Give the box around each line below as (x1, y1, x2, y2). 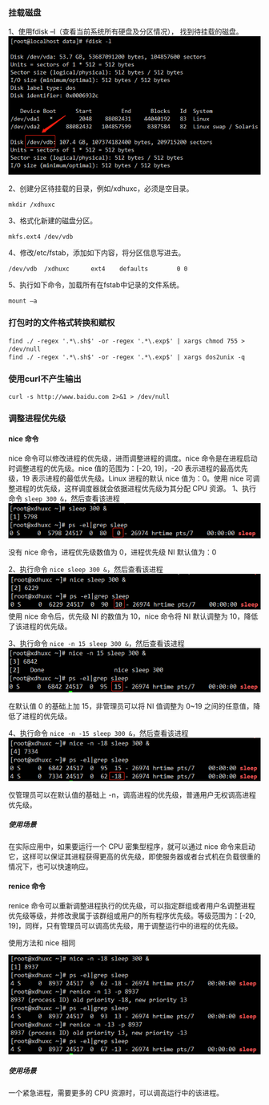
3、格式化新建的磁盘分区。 (8, 216, 98, 225)
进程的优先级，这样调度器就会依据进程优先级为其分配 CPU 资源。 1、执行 (14, 484, 257, 494)
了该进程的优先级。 (8, 622, 72, 632)
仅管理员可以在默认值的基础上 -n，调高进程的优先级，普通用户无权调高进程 (8, 790, 256, 799)
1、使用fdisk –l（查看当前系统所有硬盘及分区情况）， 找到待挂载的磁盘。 (8, 26, 243, 37)
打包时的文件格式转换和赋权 (8, 317, 115, 328)
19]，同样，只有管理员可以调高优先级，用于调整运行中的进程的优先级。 (8, 920, 243, 930)
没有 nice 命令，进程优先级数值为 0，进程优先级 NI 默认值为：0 (8, 547, 217, 557)
